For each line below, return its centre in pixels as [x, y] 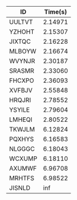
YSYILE [19, 110]
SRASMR [22, 71]
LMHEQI [21, 120]
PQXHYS [21, 139]
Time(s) [56, 12]
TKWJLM [22, 129]
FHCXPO [22, 80]
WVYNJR [22, 61]
